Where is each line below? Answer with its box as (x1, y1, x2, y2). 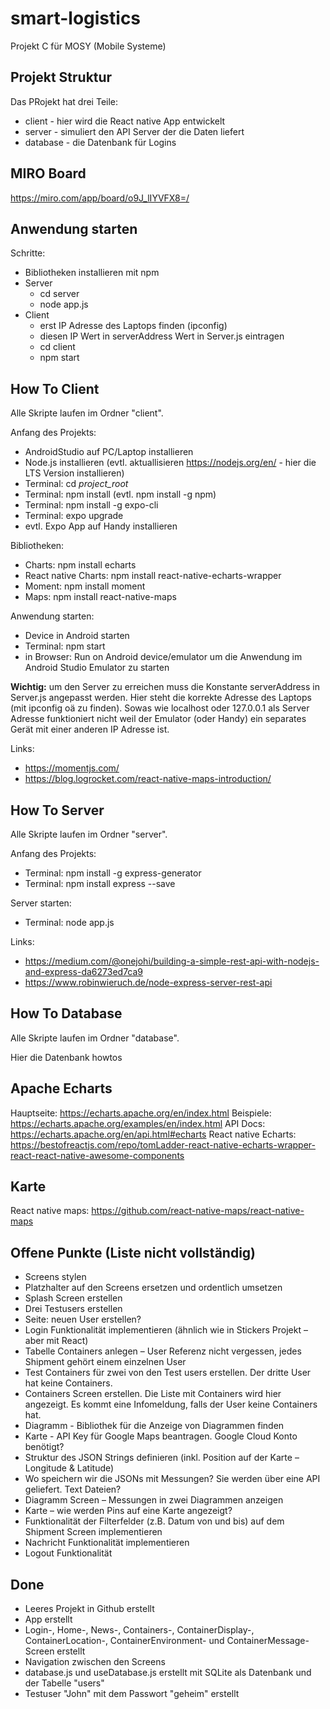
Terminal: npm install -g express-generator (24, 867, 202, 879)
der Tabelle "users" (24, 1677, 105, 1689)
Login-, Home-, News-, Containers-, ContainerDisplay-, (24, 1624, 255, 1636)
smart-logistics (10, 7, 142, 30)
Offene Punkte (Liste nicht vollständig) (10, 1244, 257, 1261)
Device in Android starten (24, 630, 130, 642)
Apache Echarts (10, 1080, 113, 1097)
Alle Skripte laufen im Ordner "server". (10, 828, 168, 840)
